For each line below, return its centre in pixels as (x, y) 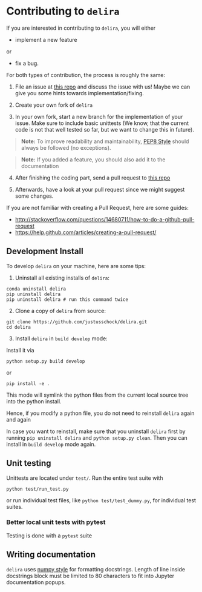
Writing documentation (51, 555)
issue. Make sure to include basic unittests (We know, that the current (102, 123)
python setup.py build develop (46, 361)
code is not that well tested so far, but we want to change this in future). (105, 129)
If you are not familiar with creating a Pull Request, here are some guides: (97, 207)
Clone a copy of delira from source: (60, 311)
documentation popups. (36, 582)
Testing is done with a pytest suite (49, 536)
